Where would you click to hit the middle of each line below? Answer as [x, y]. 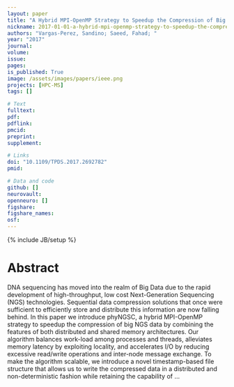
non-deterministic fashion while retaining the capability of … [94, 376]
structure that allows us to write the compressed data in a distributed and [112, 369]
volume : [18, 53]
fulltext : [22, 111]
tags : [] [20, 91]
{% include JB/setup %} [42, 240]
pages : [17, 66]
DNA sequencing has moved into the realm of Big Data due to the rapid [109, 287]
